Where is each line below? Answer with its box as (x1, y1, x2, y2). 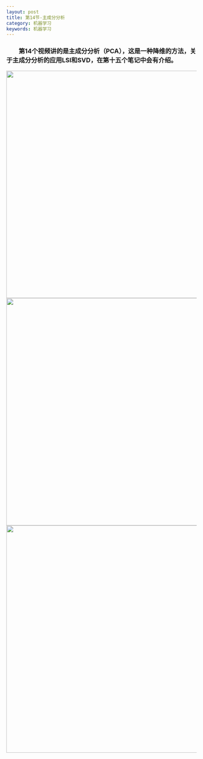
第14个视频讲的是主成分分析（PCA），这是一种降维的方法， (18, 47, 190, 55)
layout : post (6, 8, 39, 15)
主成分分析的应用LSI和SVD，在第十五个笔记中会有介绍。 (12, 56, 177, 64)
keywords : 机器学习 (6, 25, 52, 32)
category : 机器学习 (6, 20, 52, 26)
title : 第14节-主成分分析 (6, 15, 65, 21)
